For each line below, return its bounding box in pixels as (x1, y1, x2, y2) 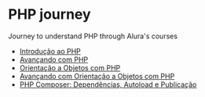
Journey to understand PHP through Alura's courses (8, 31, 178, 41)
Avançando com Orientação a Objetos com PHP (19, 71, 175, 81)
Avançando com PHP (19, 55, 89, 64)
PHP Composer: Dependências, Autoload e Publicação (19, 80, 197, 89)
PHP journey (8, 5, 92, 23)
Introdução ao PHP (19, 46, 81, 56)
